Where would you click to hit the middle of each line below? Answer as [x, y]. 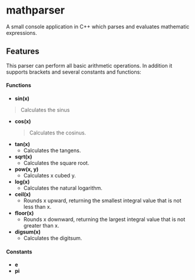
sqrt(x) [23, 156]
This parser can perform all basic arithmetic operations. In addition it [89, 65]
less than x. [37, 206]
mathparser [35, 10]
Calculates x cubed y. [49, 175]
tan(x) [22, 144]
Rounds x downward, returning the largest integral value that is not [104, 219]
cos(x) [23, 121]
